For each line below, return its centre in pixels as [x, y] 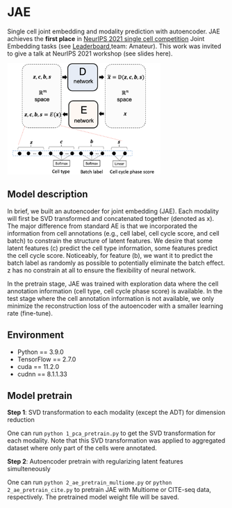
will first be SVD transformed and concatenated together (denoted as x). [111, 218]
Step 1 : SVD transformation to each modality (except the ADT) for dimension [116, 412]
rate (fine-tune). [30, 313]
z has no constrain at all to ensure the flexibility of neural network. [102, 270]
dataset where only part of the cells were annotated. [82, 448]
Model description [48, 194]
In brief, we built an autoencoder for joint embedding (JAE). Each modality [113, 211]
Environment [36, 335]
